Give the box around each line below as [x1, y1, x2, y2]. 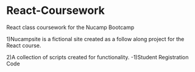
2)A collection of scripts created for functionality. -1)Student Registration [6, 53, 189, 61]
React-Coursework [6, 4, 105, 18]
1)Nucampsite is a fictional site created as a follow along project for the [6, 35, 185, 42]
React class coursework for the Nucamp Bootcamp [6, 24, 135, 31]
